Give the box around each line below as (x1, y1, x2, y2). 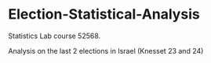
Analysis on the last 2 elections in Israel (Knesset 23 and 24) (8, 46, 204, 55)
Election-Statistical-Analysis (8, 5, 200, 23)
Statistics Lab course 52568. (8, 31, 101, 40)
